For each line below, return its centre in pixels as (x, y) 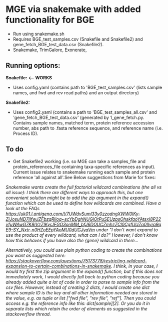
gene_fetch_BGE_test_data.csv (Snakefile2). (58, 44)
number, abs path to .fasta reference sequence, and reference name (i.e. (88, 128)
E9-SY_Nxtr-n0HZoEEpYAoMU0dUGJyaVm (50, 230)
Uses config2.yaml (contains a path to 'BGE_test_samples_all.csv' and (85, 112)
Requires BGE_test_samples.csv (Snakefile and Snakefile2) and (78, 39)
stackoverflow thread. (28, 314)
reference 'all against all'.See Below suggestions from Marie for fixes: (84, 177)
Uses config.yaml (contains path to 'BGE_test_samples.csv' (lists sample (87, 87)
